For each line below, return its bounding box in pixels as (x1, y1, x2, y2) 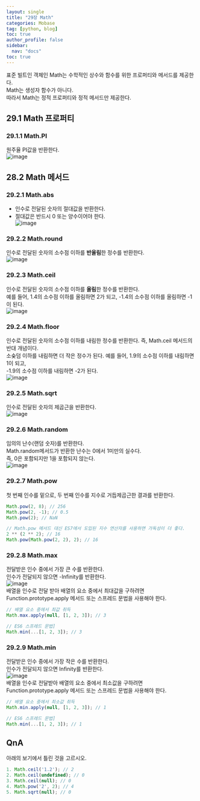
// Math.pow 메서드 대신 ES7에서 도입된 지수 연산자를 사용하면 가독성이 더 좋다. (6, 525, 186, 532)
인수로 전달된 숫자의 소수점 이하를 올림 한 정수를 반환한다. (6, 285, 140, 293)
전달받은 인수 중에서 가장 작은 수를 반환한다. (6, 658, 110, 665)
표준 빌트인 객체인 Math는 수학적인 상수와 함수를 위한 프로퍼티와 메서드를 (6, 71, 178, 79)
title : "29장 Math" (6, 15, 54, 21)
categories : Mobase (6, 20, 55, 26)
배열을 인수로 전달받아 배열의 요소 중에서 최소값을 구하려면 (6, 679, 143, 687)
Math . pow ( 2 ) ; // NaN (6, 514, 58, 520)
